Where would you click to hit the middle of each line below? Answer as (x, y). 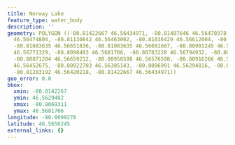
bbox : (15, 85)
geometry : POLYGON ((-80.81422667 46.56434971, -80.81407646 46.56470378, (119, 33)
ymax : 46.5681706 (39, 111)
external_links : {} (36, 130)
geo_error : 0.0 (29, 78)
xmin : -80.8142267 (41, 91)
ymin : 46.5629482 (39, 98)
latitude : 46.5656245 (39, 124)
